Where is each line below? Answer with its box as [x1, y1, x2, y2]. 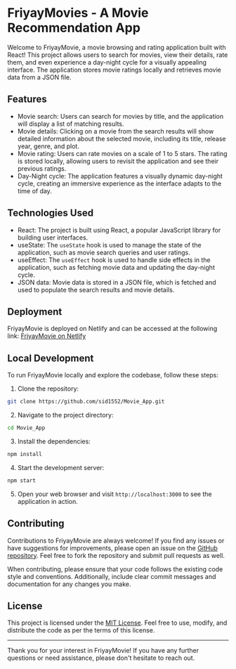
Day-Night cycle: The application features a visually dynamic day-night [17, 171, 223, 180]
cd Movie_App [7, 424, 46, 431]
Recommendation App [7, 20, 140, 36]
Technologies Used [7, 207, 93, 219]
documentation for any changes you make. [7, 580, 131, 588]
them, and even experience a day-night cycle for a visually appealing [7, 58, 207, 66]
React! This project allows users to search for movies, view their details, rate [7, 51, 228, 59]
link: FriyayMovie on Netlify [7, 332, 86, 340]
